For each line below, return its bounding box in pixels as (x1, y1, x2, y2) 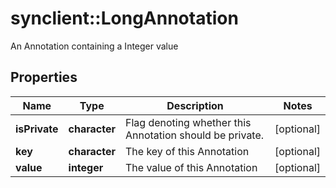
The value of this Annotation (124, 160, 258, 174)
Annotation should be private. (124, 128, 265, 142)
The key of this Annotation (124, 144, 250, 158)
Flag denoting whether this (124, 115, 252, 129)
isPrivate (15, 122, 59, 136)
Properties (10, 69, 78, 86)
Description (166, 98, 224, 112)
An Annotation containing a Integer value (10, 40, 179, 52)
